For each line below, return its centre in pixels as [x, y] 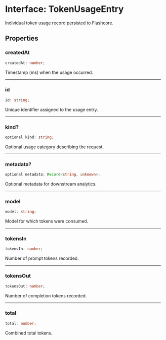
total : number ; [21, 323]
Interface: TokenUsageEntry [64, 9]
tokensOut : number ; [25, 286]
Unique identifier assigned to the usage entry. [52, 110]
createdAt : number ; [25, 63]
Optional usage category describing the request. [55, 147]
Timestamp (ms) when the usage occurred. [49, 72]
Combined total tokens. [29, 333]
